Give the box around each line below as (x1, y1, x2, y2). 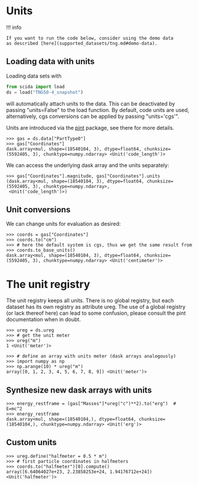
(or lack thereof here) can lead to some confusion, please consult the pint (6, 309, 186, 317)
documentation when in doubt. (6, 316, 81, 323)
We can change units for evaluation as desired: (6, 221, 121, 228)
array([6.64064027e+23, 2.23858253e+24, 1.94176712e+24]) (6, 468, 152, 475)
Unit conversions (6, 205, 71, 215)
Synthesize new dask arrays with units (6, 385, 152, 395)
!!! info (6, 24, 22, 31)
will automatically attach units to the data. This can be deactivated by (6, 100, 175, 107)
